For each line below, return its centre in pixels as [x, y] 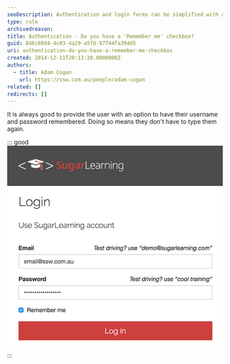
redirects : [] [27, 94]
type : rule [23, 22]
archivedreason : [30, 29]
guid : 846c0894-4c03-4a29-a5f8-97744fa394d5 [72, 44]
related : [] [24, 87]
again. [16, 129]
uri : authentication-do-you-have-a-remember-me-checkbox [90, 51]
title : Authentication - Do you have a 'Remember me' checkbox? [101, 36]
